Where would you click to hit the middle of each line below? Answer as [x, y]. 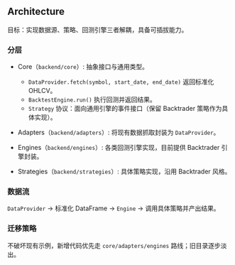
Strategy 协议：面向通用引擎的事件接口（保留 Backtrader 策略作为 [125, 109]
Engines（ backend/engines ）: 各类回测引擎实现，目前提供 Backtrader [119, 148]
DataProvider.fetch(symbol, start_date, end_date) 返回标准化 [121, 82]
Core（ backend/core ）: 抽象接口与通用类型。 [83, 67]
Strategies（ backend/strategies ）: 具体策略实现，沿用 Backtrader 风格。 [124, 172]
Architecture [36, 12]
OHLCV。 [42, 91]
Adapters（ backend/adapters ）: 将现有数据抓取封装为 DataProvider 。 [119, 132]
